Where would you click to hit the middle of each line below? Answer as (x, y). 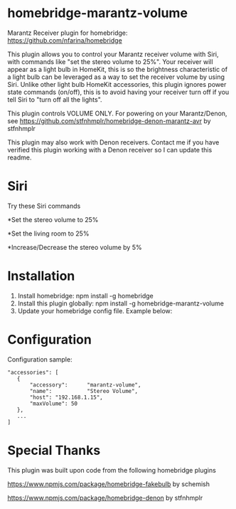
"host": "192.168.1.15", (66, 397)
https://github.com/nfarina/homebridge (65, 40)
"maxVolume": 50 (54, 404)
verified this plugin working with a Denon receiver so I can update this (110, 149)
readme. (20, 157)
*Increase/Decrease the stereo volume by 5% (75, 247)
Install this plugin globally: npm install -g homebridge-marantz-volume (120, 303)
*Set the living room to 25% (48, 233)
